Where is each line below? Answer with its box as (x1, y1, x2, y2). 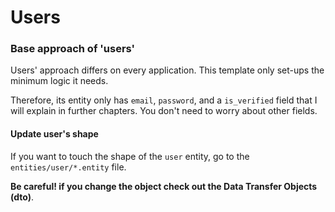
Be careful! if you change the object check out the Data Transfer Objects (10, 180, 318, 192)
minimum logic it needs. (10, 75, 109, 87)
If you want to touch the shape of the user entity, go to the (10, 150, 250, 162)
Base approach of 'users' (10, 42, 136, 56)
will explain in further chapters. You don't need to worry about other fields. (10, 105, 318, 117)
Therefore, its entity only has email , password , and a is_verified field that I (10, 94, 318, 106)
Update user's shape (10, 128, 99, 140)
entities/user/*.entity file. (10, 161, 127, 173)
